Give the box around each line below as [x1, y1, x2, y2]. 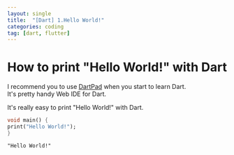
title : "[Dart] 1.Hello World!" [7, 17, 105, 24]
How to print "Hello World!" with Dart [7, 60, 227, 75]
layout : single [7, 10, 52, 17]
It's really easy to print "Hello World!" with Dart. [7, 104, 144, 112]
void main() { [7, 117, 49, 124]
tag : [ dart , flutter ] [7, 29, 71, 37]
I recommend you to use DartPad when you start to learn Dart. [7, 83, 187, 91]
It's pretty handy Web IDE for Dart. [7, 90, 107, 98]
